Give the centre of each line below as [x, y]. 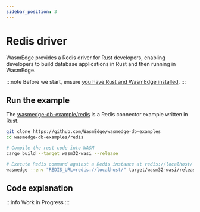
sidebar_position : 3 [32, 12]
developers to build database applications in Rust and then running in [91, 64]
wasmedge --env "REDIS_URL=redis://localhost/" [66, 170]
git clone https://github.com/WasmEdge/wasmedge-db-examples [84, 132]
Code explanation [40, 189]
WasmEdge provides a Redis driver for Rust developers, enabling [86, 58]
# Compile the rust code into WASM [50, 148]
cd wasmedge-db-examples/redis [45, 137]
